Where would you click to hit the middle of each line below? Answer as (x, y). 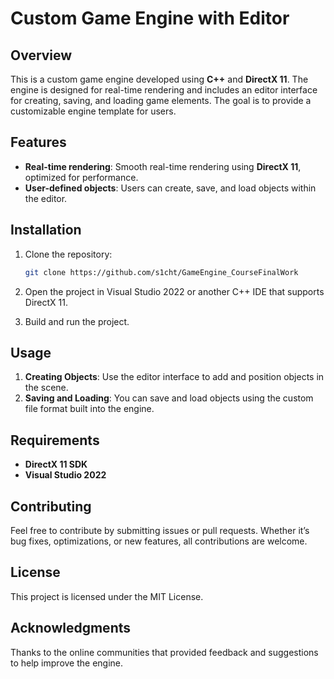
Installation (46, 230)
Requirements (55, 440)
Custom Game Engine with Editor (150, 18)
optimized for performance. (81, 177)
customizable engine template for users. (93, 111)
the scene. (46, 388)
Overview (41, 55)
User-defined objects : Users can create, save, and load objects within (170, 188)
